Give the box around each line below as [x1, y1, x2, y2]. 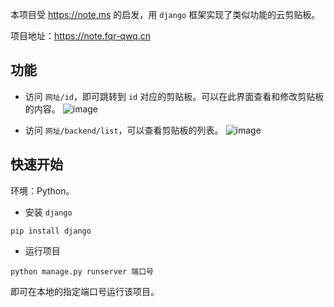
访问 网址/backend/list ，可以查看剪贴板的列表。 [24, 124, 224, 136]
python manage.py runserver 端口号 [10, 266, 154, 277]
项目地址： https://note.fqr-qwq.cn [10, 30, 151, 42]
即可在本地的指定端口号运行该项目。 [10, 285, 160, 297]
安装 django [24, 206, 73, 218]
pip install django [10, 226, 92, 236]
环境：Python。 [10, 184, 75, 197]
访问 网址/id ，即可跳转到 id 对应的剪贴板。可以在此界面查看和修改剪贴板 [24, 90, 325, 102]
